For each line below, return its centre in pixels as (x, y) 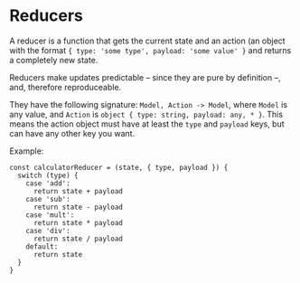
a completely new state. (54, 60)
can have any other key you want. (72, 133)
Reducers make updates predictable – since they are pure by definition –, (145, 77)
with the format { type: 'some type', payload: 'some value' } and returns (150, 50)
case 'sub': (48, 199)
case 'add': (48, 183)
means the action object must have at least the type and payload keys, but (147, 124)
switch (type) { (48, 175)
